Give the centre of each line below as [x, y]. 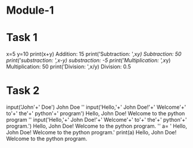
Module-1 [30, 10]
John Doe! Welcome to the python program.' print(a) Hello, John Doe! [91, 133]
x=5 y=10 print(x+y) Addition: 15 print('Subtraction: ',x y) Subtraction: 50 [94, 54]
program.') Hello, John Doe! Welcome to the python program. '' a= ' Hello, [97, 126]
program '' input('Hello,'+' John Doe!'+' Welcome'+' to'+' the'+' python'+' [97, 120]
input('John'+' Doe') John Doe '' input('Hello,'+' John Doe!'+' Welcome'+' [96, 107]
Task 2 [23, 91]
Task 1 [22, 38]
